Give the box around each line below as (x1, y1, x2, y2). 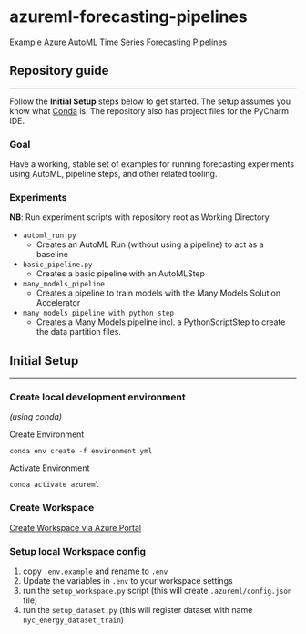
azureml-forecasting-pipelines (9, 6, 248, 27)
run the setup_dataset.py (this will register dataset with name (22, 605, 253, 616)
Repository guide (9, 63, 109, 78)
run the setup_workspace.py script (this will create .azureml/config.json (22, 586, 292, 597)
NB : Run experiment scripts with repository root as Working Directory (9, 212, 270, 223)
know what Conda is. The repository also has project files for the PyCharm (9, 105, 290, 116)
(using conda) (9, 411, 62, 422)
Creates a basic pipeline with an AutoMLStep (36, 268, 206, 279)
